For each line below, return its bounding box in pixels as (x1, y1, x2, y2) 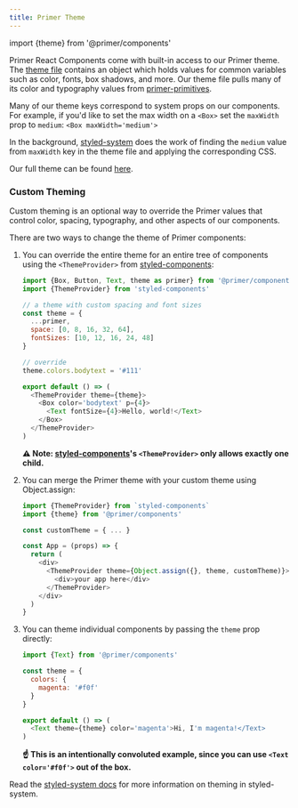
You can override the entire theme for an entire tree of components (21, 249, 269, 260)
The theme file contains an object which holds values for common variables (9, 64, 286, 75)
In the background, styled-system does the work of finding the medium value (9, 136, 287, 147)
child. (21, 457, 44, 468)
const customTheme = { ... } (21, 526, 131, 535)
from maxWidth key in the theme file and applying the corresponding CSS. (9, 146, 277, 157)
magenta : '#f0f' (38, 683, 99, 692)
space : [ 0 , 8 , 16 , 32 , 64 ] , (30, 326, 135, 335)
